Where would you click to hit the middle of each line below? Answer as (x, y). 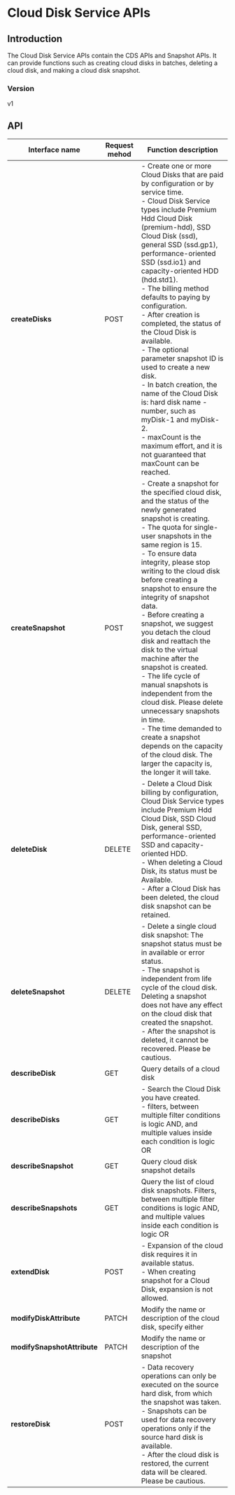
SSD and (155, 845)
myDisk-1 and (165, 420)
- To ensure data (169, 554)
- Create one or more (176, 166)
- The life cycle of (171, 676)
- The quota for (166, 528)
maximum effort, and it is (181, 446)
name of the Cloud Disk (179, 393)
